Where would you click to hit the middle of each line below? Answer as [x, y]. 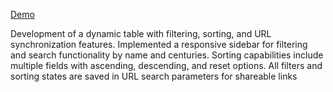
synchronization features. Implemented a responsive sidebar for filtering [159, 44]
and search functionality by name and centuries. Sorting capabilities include [167, 55]
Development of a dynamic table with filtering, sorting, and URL [141, 33]
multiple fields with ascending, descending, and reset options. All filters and [166, 65]
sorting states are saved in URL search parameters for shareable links [154, 76]
